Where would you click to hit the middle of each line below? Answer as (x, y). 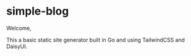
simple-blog (37, 11)
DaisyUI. (17, 46)
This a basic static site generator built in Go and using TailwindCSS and (96, 40)
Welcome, (19, 28)
